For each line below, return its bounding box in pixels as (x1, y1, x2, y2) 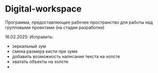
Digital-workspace (5, 3, 82, 15)
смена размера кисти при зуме (12, 48, 78, 54)
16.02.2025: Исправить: (5, 34, 54, 40)
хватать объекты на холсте (12, 58, 69, 64)
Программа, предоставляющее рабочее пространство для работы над (5, 19, 153, 25)
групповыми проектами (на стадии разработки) (5, 24, 105, 30)
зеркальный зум (12, 43, 46, 49)
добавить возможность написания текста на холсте (12, 53, 120, 59)
